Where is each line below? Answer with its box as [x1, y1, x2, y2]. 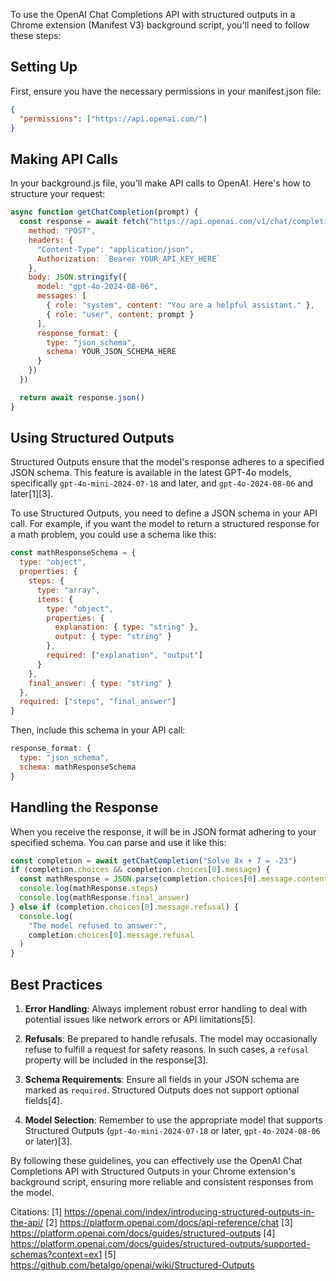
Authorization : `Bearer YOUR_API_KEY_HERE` [36, 254, 222, 264]
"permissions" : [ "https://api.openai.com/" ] [19, 114, 208, 124]
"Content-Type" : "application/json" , [36, 244, 195, 254]
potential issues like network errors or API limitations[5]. [24, 1013, 257, 1025]
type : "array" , [36, 585, 101, 595]
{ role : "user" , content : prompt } [46, 309, 195, 319]
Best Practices [10, 976, 103, 993]
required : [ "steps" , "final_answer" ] [19, 697, 177, 707]
